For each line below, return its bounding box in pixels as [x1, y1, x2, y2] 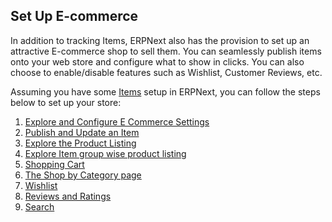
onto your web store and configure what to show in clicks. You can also [10, 55, 305, 68]
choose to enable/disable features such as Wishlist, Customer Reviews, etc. [10, 66, 323, 78]
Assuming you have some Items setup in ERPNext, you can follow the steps [10, 85, 321, 98]
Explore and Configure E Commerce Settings [24, 115, 210, 128]
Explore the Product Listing [24, 137, 137, 149]
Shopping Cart [24, 158, 85, 170]
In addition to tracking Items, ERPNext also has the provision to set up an [10, 34, 310, 46]
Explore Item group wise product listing [24, 147, 187, 159]
